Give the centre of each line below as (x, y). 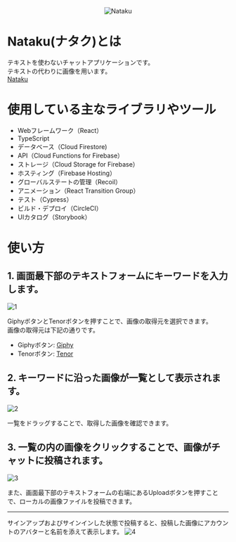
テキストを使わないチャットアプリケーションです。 (81, 62)
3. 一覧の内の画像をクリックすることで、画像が (109, 447)
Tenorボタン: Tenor (45, 354)
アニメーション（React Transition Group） (78, 191)
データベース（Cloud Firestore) (62, 146)
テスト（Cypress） (45, 199)
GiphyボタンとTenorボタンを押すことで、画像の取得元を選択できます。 (110, 321)
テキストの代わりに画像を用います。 (59, 71)
